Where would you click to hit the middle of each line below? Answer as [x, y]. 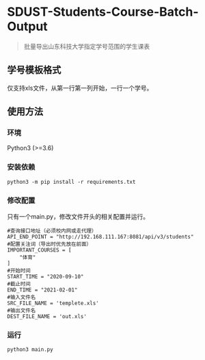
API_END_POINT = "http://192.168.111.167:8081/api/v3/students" [100, 237]
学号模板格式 [34, 70]
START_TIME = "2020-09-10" [45, 277]
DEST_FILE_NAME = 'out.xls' [47, 317]
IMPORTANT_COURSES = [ [39, 250]
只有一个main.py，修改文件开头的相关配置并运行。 [78, 217]
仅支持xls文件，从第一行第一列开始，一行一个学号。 [80, 88]
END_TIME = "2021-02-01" [42, 290]
